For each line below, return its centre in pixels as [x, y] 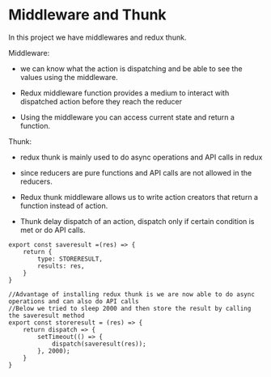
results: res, [61, 266]
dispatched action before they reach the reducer [101, 101]
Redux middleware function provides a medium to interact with [125, 93]
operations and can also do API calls [74, 301]
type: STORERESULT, [70, 259]
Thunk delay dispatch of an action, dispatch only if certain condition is [137, 221]
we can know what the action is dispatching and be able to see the [131, 68]
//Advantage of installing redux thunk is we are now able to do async [131, 294]
